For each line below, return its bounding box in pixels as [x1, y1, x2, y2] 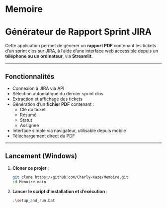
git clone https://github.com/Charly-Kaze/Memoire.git [12, 175, 129, 180]
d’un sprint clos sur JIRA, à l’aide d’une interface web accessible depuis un [5, 48, 159, 54]
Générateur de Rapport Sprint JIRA [5, 26, 152, 38]
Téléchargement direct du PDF [12, 133, 76, 139]
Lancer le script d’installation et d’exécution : [12, 188, 108, 194]
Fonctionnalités [5, 72, 55, 80]
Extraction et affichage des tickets [12, 96, 83, 102]
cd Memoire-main [12, 179, 46, 184]
